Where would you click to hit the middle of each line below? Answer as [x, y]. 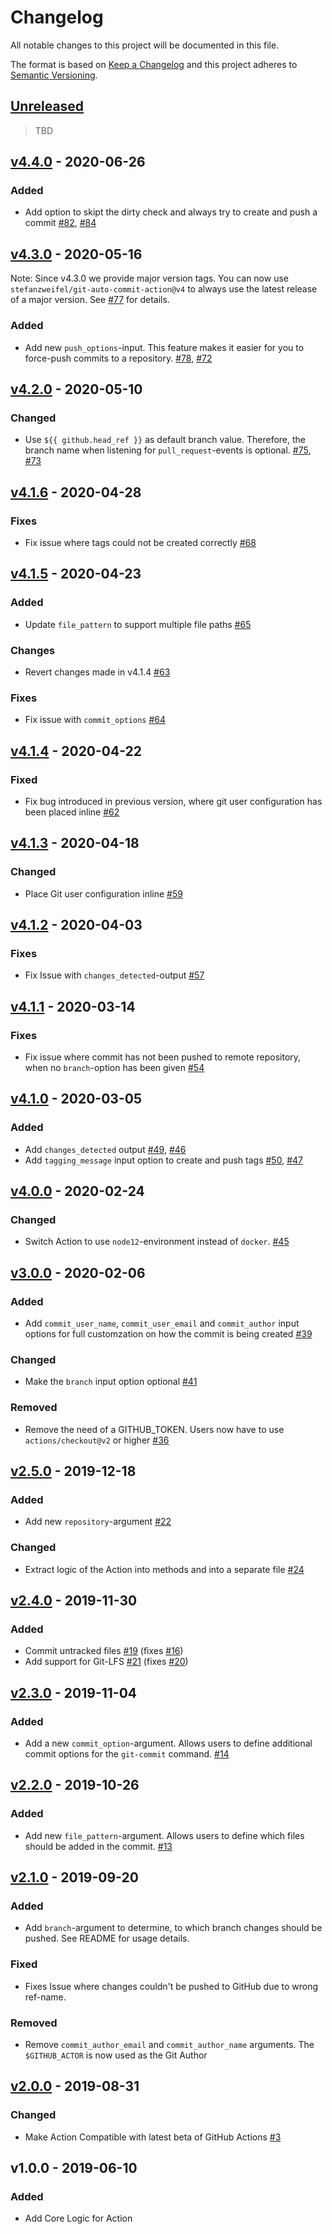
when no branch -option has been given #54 [114, 1067]
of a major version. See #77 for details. [90, 300]
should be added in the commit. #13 [98, 1846]
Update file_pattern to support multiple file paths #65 [138, 624]
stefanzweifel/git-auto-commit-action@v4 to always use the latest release [164, 289]
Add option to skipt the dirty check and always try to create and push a [171, 212]
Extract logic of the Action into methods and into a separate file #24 [164, 1569]
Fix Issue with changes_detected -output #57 [114, 975]
